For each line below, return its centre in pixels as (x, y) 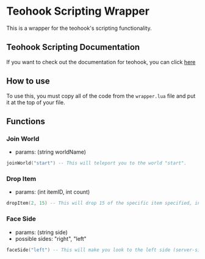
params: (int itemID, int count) (52, 192)
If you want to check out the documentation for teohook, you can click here (101, 62)
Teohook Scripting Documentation (73, 47)
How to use (28, 81)
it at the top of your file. (36, 102)
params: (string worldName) (51, 152)
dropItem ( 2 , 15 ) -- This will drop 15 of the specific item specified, (99, 203)
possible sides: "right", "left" (51, 238)
